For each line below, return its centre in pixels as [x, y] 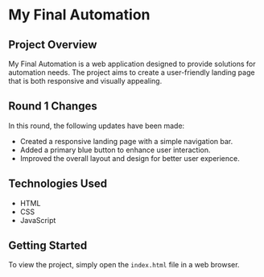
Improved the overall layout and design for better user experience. [130, 158]
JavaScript [38, 220]
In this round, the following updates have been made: [97, 126]
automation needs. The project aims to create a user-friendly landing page [132, 72]
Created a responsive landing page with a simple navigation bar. [126, 141]
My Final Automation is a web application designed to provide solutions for [132, 64]
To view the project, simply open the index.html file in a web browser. [124, 265]
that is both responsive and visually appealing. [85, 81]
